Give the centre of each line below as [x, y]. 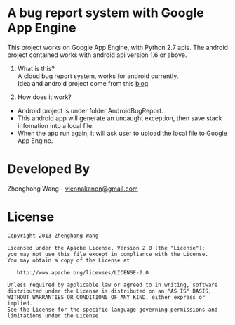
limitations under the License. [54, 316]
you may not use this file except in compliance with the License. [108, 254]
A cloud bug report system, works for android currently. [98, 76]
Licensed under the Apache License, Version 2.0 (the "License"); [106, 248]
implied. [20, 303]
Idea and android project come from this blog [83, 83]
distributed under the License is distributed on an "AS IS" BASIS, [109, 291]
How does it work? [45, 97]
